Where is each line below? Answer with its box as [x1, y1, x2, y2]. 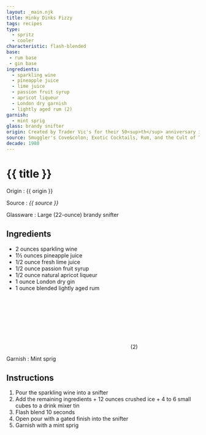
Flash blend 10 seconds [15, 409, 75, 416]
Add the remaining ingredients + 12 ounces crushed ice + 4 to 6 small [15, 396, 191, 403]
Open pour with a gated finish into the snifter [15, 415, 129, 423]
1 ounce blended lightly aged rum [15, 284, 100, 292]
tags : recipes [6, 20, 43, 26]
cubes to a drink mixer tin [15, 402, 80, 409]
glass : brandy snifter [6, 123, 64, 130]
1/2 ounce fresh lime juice [15, 258, 81, 265]
